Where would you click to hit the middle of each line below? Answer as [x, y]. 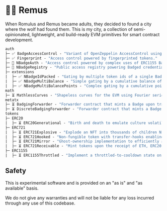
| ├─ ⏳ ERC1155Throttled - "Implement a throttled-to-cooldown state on [83, 156]
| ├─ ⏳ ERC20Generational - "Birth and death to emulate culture [76, 123]
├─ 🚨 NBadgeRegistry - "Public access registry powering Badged [73, 67]
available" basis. [22, 188]
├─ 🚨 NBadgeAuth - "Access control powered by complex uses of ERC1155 [81, 63]
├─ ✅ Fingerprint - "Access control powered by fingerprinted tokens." [81, 58]
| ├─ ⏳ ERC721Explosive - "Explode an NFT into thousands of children [81, 132]
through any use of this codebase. [40, 203]
